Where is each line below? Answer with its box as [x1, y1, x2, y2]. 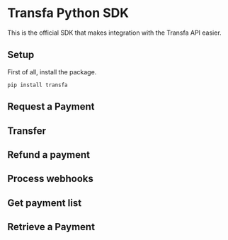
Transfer [7, 125, 47, 137]
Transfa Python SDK [7, 5, 130, 21]
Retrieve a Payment [7, 221, 96, 233]
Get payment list [7, 197, 82, 209]
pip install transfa [7, 81, 69, 88]
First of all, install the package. [7, 67, 97, 76]
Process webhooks [7, 173, 93, 185]
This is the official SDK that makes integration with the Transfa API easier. [7, 28, 222, 37]
